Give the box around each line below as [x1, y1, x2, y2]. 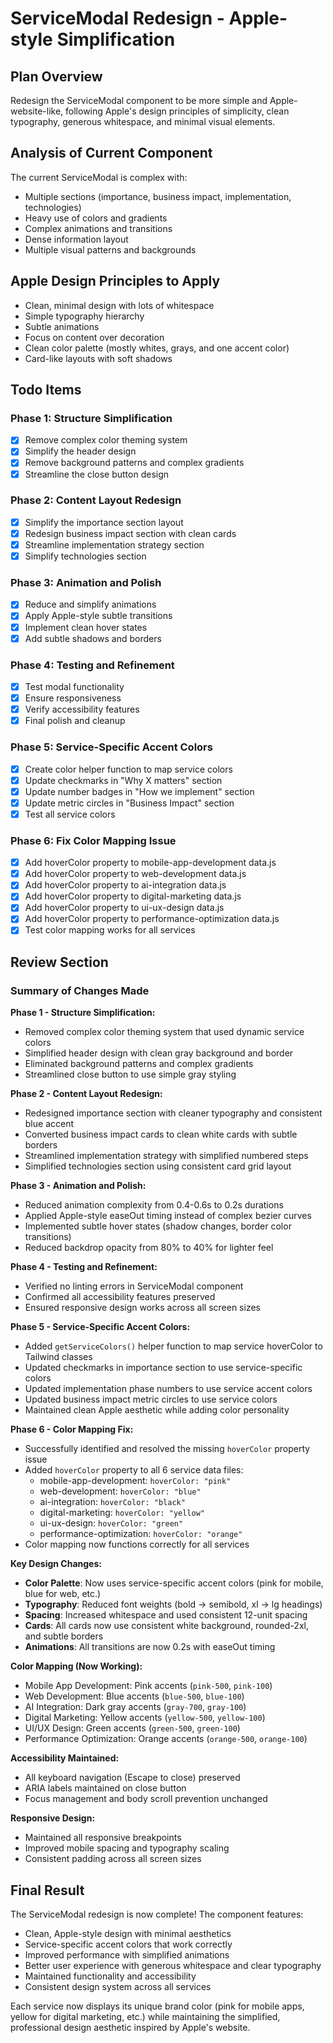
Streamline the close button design [24, 468, 170, 480]
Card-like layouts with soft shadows [24, 352, 173, 364]
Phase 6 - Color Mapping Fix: [10, 1423, 134, 1436]
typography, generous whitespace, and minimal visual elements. [10, 116, 276, 127]
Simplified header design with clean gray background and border [24, 1047, 294, 1059]
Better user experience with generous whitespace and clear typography [24, 1960, 322, 1972]
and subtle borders [24, 1630, 104, 1642]
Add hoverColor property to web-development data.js [24, 868, 247, 880]
